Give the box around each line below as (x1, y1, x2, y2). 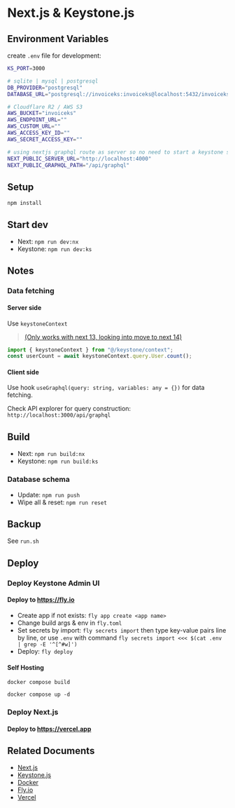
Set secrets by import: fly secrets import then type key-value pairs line (17, 626, 227, 634)
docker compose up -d (7, 691, 71, 699)
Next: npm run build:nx (17, 450, 85, 458)
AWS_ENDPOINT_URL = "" (7, 116, 68, 123)
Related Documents (7, 745, 95, 757)
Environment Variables (7, 33, 109, 45)
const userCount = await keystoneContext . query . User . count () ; (7, 353, 192, 360)
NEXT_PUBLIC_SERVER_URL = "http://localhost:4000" (7, 155, 152, 162)
